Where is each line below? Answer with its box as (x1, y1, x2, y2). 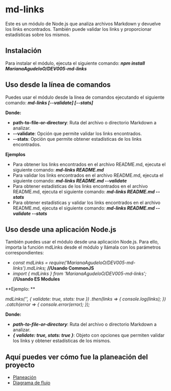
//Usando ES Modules (12, 276, 60, 282)
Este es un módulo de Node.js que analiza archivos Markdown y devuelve (5, 21, 161, 27)
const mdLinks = (12, 259, 49, 266)
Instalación (5, 46, 42, 55)
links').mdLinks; (12, 265, 46, 271)
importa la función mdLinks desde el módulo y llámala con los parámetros (5, 244, 161, 250)
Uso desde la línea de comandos (5, 81, 111, 89)
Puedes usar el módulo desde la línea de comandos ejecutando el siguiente (5, 94, 165, 100)
